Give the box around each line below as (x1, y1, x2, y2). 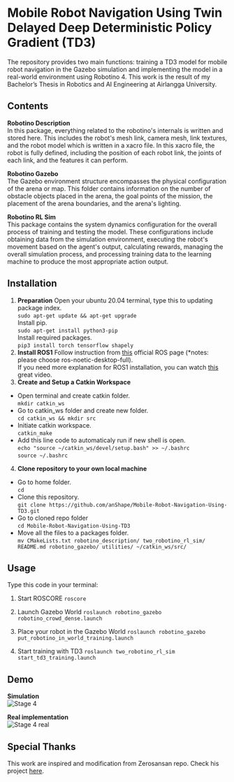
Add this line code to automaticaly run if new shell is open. (17, 435, 186, 444)
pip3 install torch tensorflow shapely (17, 342, 134, 349)
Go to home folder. (17, 477, 72, 486)
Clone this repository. (17, 493, 80, 501)
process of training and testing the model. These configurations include (7, 227, 214, 236)
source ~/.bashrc (17, 452, 68, 459)
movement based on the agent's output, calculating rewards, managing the (7, 242, 224, 251)
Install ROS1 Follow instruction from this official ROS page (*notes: (17, 348, 210, 356)
